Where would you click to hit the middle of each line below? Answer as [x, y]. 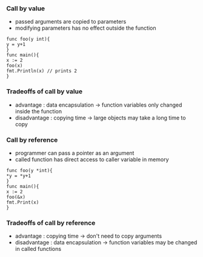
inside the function [38, 111]
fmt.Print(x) [23, 202]
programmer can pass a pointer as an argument [75, 153]
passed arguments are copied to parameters [71, 22]
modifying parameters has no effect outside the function [85, 28]
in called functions [38, 249]
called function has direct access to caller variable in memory [92, 159]
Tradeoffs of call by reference [51, 222]
